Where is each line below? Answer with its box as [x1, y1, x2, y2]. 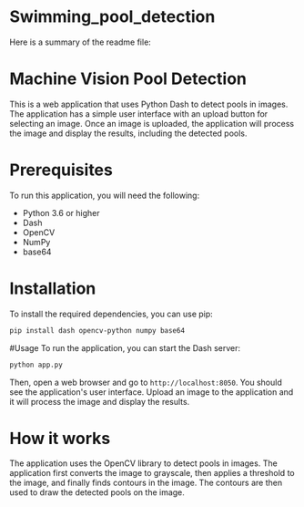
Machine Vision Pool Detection [9, 68, 248, 89]
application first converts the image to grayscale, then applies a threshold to [9, 468, 295, 479]
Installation [9, 278, 96, 298]
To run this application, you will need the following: [9, 190, 200, 201]
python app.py [9, 360, 64, 369]
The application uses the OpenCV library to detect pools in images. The [9, 458, 278, 469]
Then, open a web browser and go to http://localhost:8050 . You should [9, 377, 282, 388]
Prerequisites [9, 160, 114, 181]
